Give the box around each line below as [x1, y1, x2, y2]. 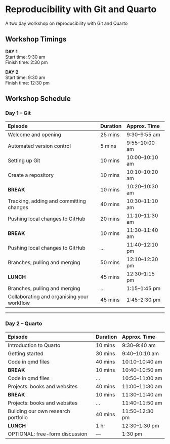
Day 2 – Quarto [5, 320, 42, 327]
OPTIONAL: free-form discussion [8, 430, 88, 437]
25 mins [100, 131, 120, 138]
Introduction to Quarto [8, 342, 61, 349]
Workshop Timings [5, 35, 67, 44]
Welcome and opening [8, 131, 62, 138]
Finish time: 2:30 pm [5, 59, 48, 65]
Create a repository [8, 172, 54, 179]
